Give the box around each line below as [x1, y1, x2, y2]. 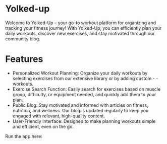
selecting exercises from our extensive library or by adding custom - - [12, 75, 158, 81]
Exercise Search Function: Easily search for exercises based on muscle [12, 86, 160, 92]
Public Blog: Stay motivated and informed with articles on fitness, [12, 102, 149, 108]
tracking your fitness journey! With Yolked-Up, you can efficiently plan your [5, 25, 162, 31]
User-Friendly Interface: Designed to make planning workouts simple [12, 118, 156, 124]
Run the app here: [5, 133, 43, 139]
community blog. [5, 36, 40, 42]
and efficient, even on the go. [12, 123, 74, 129]
